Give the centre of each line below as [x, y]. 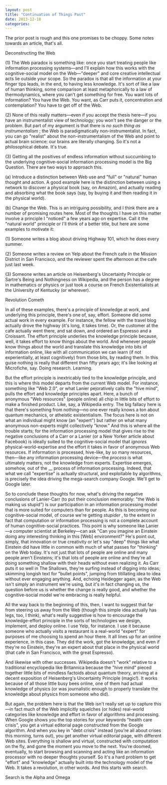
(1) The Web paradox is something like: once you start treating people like [81, 63]
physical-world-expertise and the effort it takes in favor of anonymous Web [83, 447]
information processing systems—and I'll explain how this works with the [80, 68]
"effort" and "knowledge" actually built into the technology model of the [79, 762]
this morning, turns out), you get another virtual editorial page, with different [83, 736]
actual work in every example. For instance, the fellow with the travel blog [81, 320]
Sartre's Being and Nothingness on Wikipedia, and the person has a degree [83, 280]
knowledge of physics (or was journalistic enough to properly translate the [82, 689]
